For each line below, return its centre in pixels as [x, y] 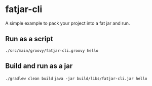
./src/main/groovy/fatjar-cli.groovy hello [52, 51]
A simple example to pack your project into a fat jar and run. [68, 23]
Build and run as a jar [39, 66]
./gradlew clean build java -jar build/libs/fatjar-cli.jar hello [76, 78]
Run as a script [29, 39]
